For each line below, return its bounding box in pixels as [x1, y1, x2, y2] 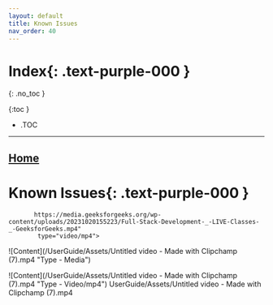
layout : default [8, 11, 63, 20]
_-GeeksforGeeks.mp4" [8, 225, 82, 233]
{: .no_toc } [8, 88, 45, 98]
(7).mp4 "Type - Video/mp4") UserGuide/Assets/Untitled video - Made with [8, 279, 262, 289]
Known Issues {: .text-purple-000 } [8, 183, 249, 202]
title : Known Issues [8, 19, 79, 28]
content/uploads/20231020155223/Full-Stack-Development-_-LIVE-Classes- [8, 217, 260, 226]
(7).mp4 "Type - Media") [8, 255, 91, 264]
